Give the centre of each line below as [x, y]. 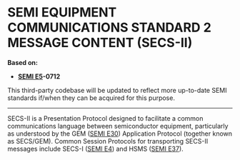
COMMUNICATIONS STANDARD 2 [110, 27]
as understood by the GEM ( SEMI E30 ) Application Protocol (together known [120, 134]
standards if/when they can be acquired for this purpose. [91, 98]
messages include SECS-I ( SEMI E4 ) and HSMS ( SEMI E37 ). [95, 149]
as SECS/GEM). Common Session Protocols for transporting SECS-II [108, 141]
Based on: [22, 62]
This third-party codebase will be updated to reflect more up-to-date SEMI [117, 90]
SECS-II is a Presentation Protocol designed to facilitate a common [105, 118]
